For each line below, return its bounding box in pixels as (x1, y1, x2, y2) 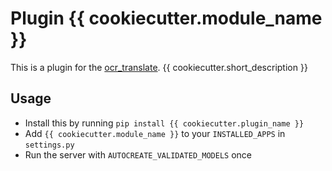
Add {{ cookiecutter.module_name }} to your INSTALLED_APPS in (24, 127, 286, 139)
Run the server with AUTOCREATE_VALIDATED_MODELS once (24, 148, 252, 161)
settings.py (24, 140, 75, 150)
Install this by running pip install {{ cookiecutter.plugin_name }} (24, 117, 305, 129)
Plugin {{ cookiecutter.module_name (10, 7, 323, 30)
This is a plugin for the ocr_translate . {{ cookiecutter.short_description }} (10, 61, 308, 73)
